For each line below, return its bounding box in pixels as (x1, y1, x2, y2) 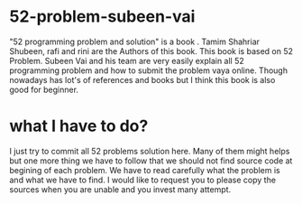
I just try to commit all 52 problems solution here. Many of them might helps (9, 145, 290, 156)
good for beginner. (9, 84, 79, 95)
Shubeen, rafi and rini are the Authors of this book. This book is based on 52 (9, 45, 294, 56)
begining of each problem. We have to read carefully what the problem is (9, 164, 281, 175)
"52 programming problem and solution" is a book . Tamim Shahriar (9, 36, 260, 47)
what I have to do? (9, 116, 149, 136)
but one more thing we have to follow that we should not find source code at (9, 155, 293, 166)
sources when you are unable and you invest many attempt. (9, 183, 232, 195)
